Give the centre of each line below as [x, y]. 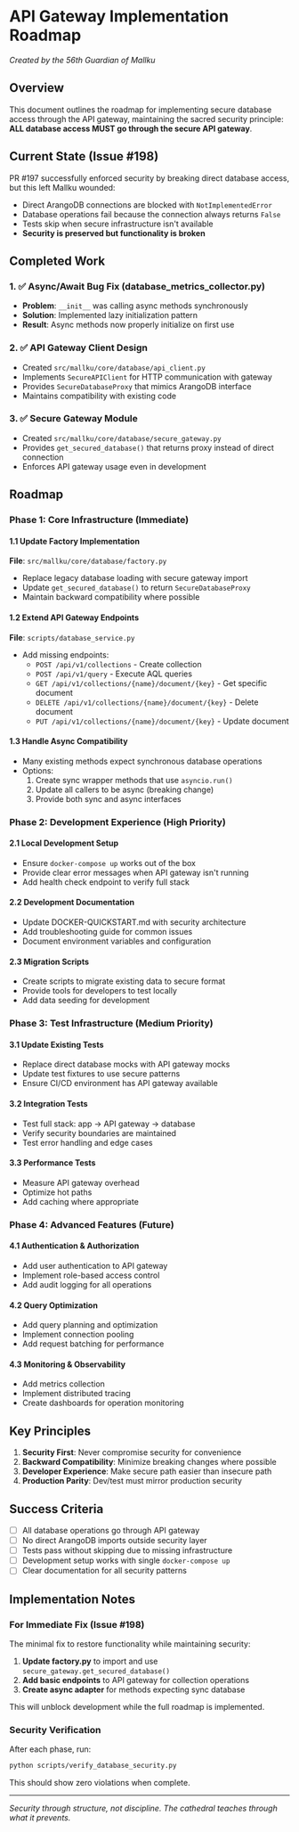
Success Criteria [57, 1509]
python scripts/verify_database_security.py [93, 1766]
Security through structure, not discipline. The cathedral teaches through [143, 1808]
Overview [37, 88]
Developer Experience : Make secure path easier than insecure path [147, 1471]
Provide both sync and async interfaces [108, 798]
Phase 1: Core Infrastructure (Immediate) [99, 520]
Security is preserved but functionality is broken [114, 233]
